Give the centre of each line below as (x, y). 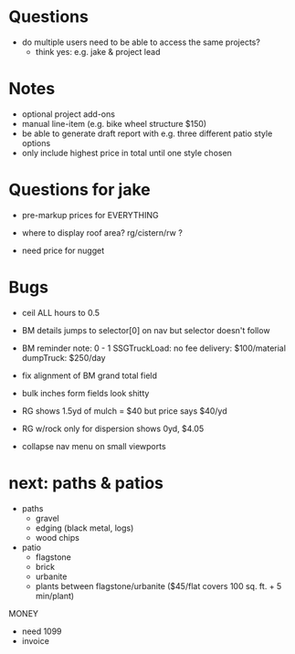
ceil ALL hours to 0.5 (61, 312)
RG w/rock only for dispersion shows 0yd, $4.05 (113, 428)
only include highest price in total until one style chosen (126, 153)
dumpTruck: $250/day (63, 357)
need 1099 (42, 631)
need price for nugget (63, 250)
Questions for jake (80, 190)
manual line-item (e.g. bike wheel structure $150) (114, 123)
